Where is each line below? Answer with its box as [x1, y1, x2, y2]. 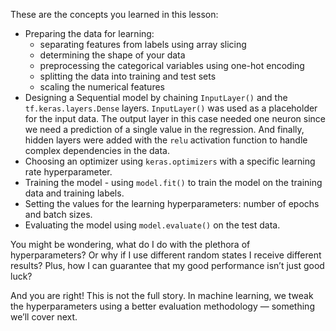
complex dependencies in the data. [24, 145, 171, 156]
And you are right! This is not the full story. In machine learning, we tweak [10, 290, 314, 301]
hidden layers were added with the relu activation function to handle [24, 134, 308, 146]
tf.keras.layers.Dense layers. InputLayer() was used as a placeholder [24, 102, 318, 114]
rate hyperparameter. [24, 166, 113, 178]
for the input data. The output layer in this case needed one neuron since [24, 113, 326, 124]
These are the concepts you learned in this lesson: [10, 9, 219, 20]
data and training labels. [24, 187, 125, 199]
